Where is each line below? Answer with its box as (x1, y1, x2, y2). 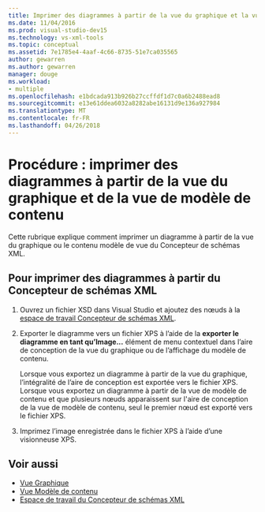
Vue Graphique (19, 478, 69, 488)
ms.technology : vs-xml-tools (8, 33, 104, 42)
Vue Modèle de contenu (19, 487, 99, 496)
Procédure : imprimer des (8, 155, 179, 174)
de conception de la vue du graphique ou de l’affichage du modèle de (19, 345, 247, 355)
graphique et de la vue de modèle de (8, 189, 251, 207)
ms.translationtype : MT (8, 107, 87, 115)
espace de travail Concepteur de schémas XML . (19, 313, 177, 323)
